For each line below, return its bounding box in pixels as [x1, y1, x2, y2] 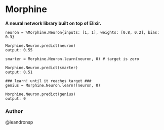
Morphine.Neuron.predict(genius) [5, 92, 76, 97]
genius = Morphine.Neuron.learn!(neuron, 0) [5, 83, 101, 88]
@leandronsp [5, 119, 33, 125]
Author [5, 107, 23, 114]
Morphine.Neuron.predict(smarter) [5, 65, 78, 70]
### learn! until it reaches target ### [5, 78, 92, 84]
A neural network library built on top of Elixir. [5, 20, 102, 26]
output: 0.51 [5, 70, 33, 75]
